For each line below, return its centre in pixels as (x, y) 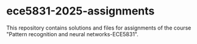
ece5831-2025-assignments (81, 11)
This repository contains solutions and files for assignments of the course (99, 28)
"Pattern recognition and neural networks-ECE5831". (73, 34)
